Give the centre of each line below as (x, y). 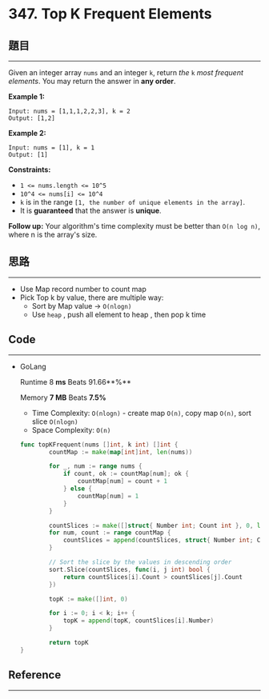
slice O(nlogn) (55, 421)
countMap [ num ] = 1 (108, 496)
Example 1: (27, 96)
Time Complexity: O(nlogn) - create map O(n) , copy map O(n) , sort (142, 413)
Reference (35, 675)
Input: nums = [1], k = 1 (51, 148)
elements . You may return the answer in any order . (92, 81)
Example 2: (27, 133)
